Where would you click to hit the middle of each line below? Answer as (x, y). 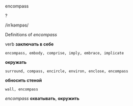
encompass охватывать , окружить (42, 98)
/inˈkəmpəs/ (17, 25)
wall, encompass (22, 89)
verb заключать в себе (29, 44)
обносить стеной (24, 80)
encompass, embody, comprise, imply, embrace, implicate (65, 53)
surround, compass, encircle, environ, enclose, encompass (67, 71)
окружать (16, 62)
